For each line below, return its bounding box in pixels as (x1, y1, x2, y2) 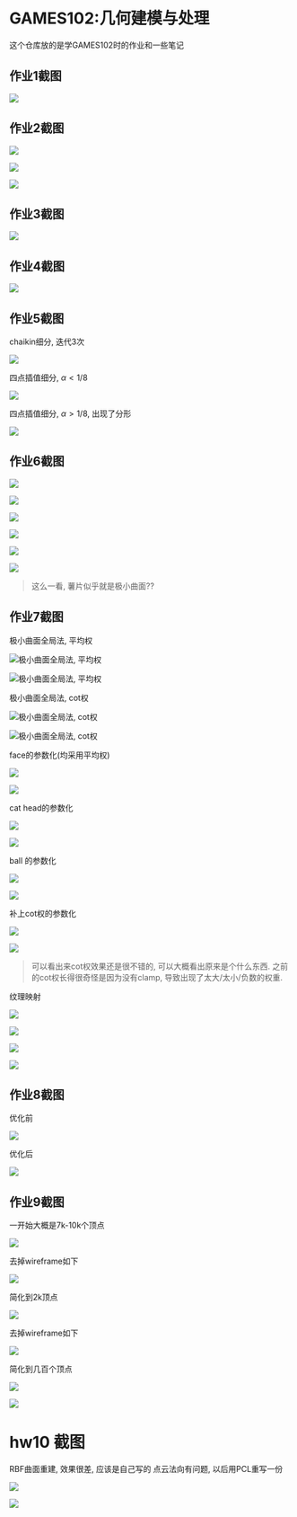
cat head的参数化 (9, 802, 74, 813)
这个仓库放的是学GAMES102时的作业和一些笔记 (9, 40, 184, 50)
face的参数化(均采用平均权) (9, 750, 110, 760)
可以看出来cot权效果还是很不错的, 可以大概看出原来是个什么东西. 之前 (31, 961, 289, 971)
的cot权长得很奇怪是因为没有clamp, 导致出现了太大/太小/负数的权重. (31, 971, 283, 982)
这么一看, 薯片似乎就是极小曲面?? (31, 581, 155, 591)
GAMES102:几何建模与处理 (9, 8, 210, 29)
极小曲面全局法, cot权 (9, 692, 89, 703)
